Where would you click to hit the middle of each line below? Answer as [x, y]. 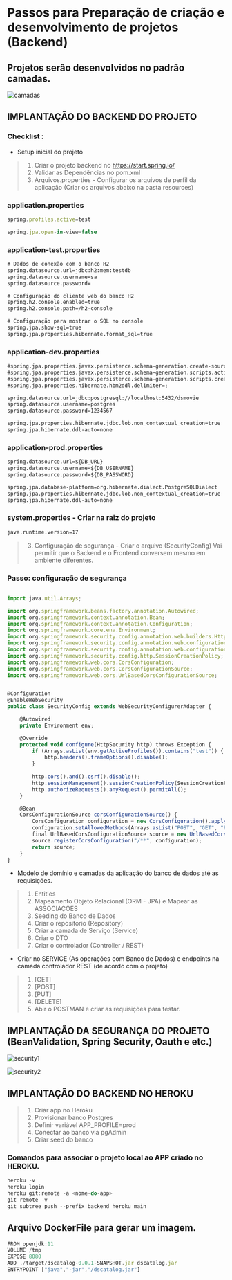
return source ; [54, 847]
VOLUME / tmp [24, 1250]
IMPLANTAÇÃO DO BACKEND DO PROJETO [102, 117]
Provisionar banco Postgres [74, 1118]
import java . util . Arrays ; [44, 598]
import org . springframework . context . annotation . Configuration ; [100, 624]
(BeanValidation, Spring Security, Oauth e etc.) [110, 1042]
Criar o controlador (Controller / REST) [89, 946]
